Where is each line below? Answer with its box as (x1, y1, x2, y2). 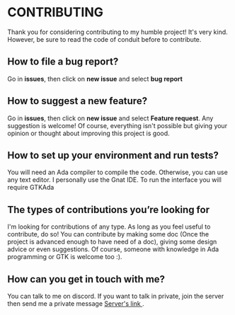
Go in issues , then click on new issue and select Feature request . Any (7, 114, 214, 122)
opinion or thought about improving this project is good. (7, 129, 170, 137)
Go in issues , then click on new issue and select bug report (7, 74, 183, 83)
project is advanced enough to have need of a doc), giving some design (7, 238, 217, 246)
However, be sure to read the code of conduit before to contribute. (7, 35, 202, 43)
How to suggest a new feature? (7, 95, 147, 107)
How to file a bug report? (7, 56, 119, 68)
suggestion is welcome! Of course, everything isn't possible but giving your (7, 121, 228, 130)
